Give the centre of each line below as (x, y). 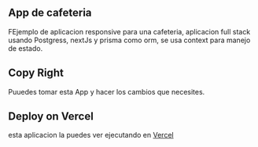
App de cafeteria (50, 13)
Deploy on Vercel (51, 117)
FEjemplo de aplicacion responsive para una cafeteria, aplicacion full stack (129, 31)
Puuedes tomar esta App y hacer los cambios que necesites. (107, 91)
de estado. (26, 48)
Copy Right (36, 73)
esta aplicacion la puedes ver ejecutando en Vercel (91, 135)
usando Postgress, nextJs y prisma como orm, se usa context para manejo (129, 40)
